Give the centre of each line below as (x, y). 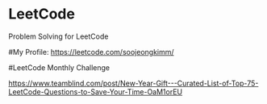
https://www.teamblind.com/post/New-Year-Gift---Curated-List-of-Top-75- (133, 83)
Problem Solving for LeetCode (58, 36)
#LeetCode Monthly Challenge (59, 67)
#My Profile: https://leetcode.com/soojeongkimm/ (92, 52)
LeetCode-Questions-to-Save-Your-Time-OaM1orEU (96, 92)
